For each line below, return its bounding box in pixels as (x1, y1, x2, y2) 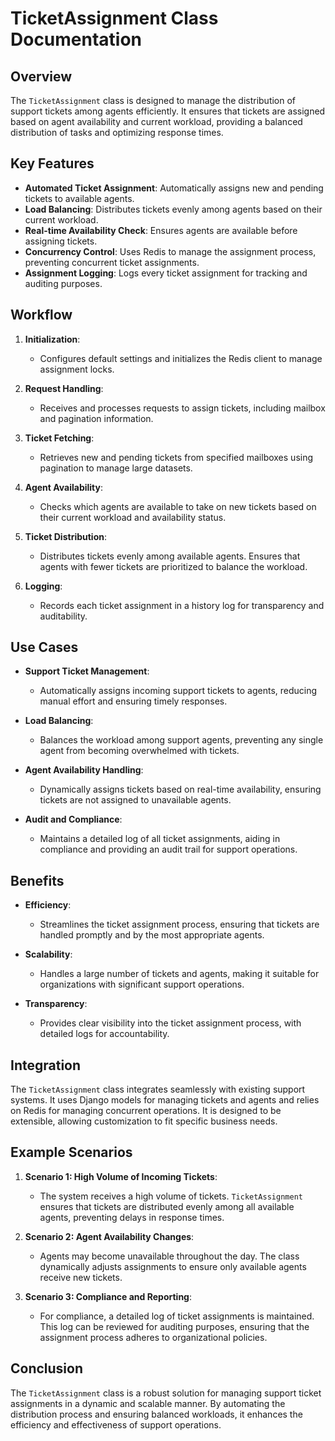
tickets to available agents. (24, 192, 135, 204)
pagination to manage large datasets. (39, 462, 193, 474)
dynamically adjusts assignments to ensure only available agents (39, 1260, 307, 1272)
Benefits (10, 872, 65, 889)
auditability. (39, 610, 88, 622)
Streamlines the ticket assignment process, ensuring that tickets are (39, 918, 320, 931)
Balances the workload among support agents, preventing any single (39, 734, 324, 746)
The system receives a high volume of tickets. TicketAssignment (39, 1190, 303, 1202)
